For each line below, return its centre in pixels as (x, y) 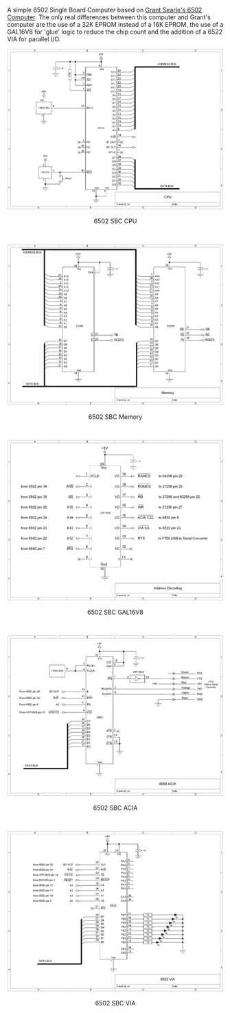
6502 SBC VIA (115, 1003)
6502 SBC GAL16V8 (115, 612)
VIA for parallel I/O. (34, 39)
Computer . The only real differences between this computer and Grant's (109, 17)
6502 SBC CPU (115, 221)
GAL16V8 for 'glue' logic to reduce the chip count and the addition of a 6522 (115, 32)
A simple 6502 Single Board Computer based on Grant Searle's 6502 (105, 10)
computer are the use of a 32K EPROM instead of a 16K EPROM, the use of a (115, 24)
